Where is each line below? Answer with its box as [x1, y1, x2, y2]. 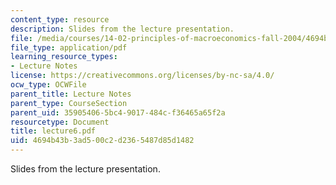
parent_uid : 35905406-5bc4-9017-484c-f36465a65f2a [10, 107, 226, 118]
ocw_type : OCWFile [10, 80, 87, 90]
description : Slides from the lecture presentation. [10, 24, 235, 34]
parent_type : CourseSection [10, 98, 128, 108]
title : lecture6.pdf [10, 126, 97, 136]
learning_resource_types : [10, 52, 118, 62]
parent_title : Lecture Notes [10, 89, 132, 99]
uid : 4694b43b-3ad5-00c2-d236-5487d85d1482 [10, 136, 195, 146]
